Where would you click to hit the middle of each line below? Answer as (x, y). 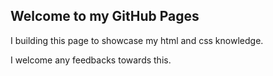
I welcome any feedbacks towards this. (91, 60)
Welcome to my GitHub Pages (105, 16)
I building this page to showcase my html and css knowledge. (137, 40)
